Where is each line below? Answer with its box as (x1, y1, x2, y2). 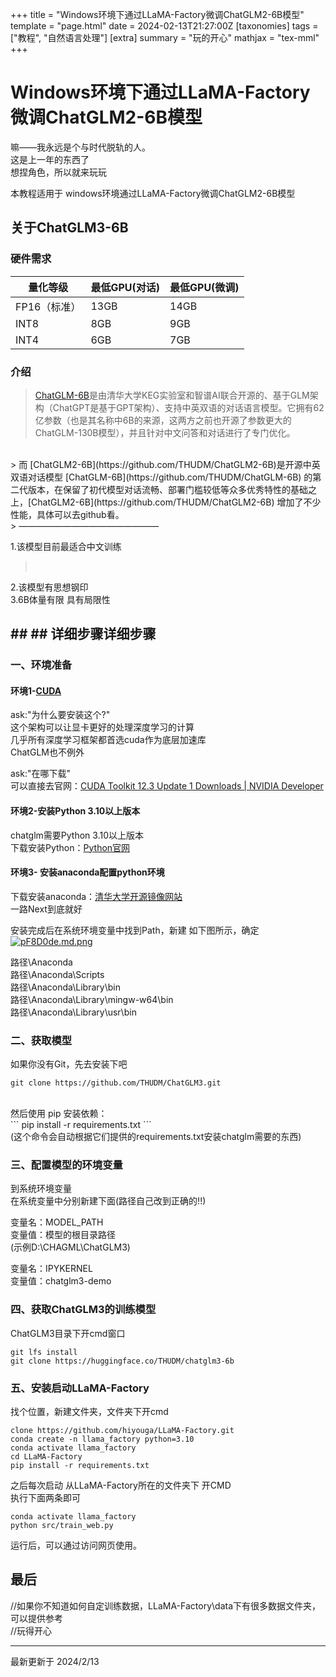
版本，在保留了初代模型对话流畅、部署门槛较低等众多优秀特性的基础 (27, 483, 308, 495)
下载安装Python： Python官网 (10, 841, 131, 853)
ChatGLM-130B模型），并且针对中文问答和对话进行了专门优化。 (34, 426, 296, 438)
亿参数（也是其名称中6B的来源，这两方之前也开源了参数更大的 (34, 414, 292, 426)
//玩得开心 (10, 1624, 53, 1637)
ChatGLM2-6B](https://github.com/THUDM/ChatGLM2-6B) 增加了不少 (31, 496, 322, 508)
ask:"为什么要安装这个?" (10, 709, 111, 721)
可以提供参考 (10, 1612, 63, 1624)
